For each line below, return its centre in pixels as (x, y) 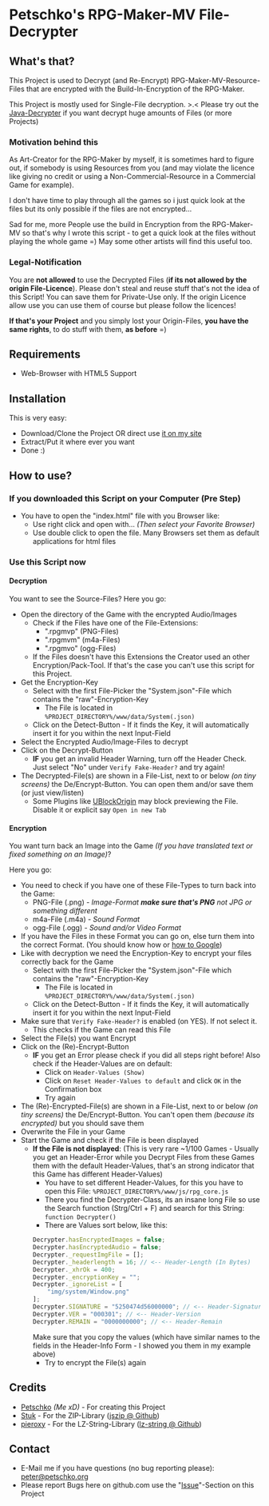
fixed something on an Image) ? (60, 854)
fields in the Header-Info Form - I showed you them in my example (141, 1345)
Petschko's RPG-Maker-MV (103, 15)
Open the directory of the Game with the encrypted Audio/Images (129, 614)
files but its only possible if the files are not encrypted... (101, 209)
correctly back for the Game (67, 962)
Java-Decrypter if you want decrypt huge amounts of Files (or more (121, 113)
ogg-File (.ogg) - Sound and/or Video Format (107, 928)
